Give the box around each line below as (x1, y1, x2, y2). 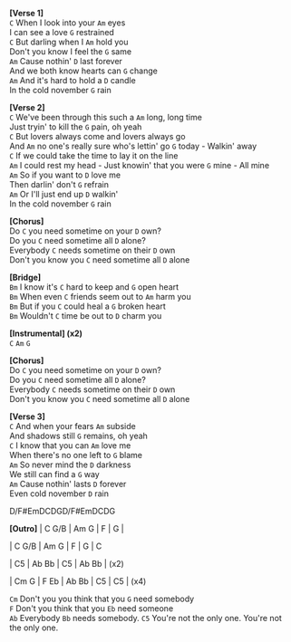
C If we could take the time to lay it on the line (9, 150, 179, 161)
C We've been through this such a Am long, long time (9, 112, 202, 122)
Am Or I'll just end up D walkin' (9, 189, 119, 199)
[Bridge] (9, 272, 42, 283)
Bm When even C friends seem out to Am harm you (9, 292, 192, 302)
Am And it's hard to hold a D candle (9, 75, 136, 85)
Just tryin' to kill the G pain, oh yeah (9, 121, 142, 132)
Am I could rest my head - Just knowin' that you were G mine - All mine (9, 160, 270, 170)
